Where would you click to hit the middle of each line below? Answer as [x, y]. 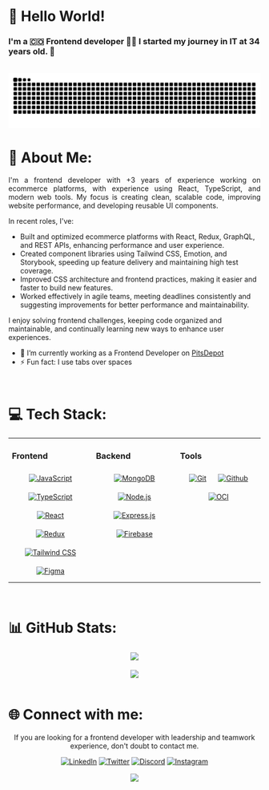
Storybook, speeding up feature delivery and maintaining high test [129, 262]
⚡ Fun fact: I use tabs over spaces [76, 362]
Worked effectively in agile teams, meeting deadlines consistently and [135, 297]
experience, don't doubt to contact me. [134, 746]
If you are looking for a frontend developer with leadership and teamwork [134, 737]
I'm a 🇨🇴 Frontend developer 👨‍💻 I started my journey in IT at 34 [134, 42]
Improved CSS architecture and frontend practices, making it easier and [139, 279]
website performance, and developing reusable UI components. [113, 206]
